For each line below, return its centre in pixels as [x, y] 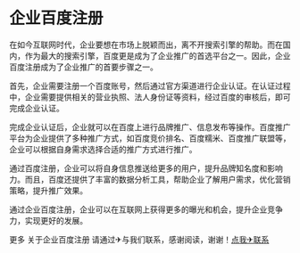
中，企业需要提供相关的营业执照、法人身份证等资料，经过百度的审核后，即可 [150, 97]
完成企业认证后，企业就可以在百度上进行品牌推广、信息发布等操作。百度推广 [150, 126]
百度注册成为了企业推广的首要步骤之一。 [83, 67]
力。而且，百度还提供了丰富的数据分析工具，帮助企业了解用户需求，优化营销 [150, 179]
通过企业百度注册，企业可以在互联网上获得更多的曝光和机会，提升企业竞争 [146, 209]
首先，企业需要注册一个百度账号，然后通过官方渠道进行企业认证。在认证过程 [150, 86]
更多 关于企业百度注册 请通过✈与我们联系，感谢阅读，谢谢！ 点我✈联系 [139, 239]
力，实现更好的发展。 [48, 220]
